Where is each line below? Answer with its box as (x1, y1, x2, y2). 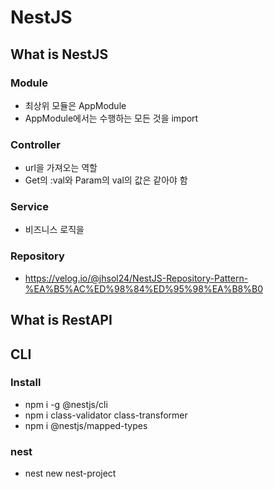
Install (10, 376, 42, 390)
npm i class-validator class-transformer (24, 409, 188, 421)
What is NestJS (10, 46, 109, 63)
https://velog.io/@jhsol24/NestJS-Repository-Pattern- (24, 272, 249, 284)
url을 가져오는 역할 (24, 162, 98, 174)
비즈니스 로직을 (24, 224, 85, 236)
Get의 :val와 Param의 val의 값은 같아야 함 (24, 174, 188, 186)
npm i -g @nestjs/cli (24, 398, 108, 410)
